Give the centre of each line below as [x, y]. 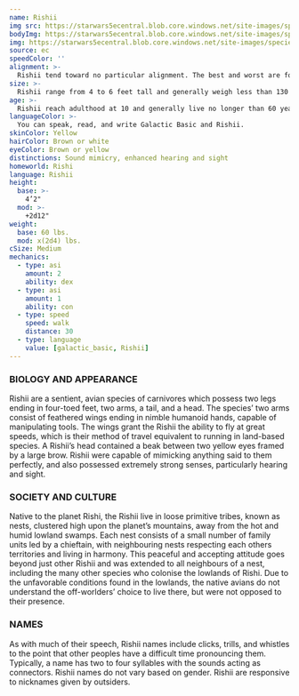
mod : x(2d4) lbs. [49, 241]
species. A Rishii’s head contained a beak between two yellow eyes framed [147, 445]
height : [24, 183]
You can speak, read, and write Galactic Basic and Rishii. [131, 125]
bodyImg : [25, 34]
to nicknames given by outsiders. [70, 682]
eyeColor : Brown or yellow [59, 149]
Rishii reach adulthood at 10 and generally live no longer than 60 [147, 108]
